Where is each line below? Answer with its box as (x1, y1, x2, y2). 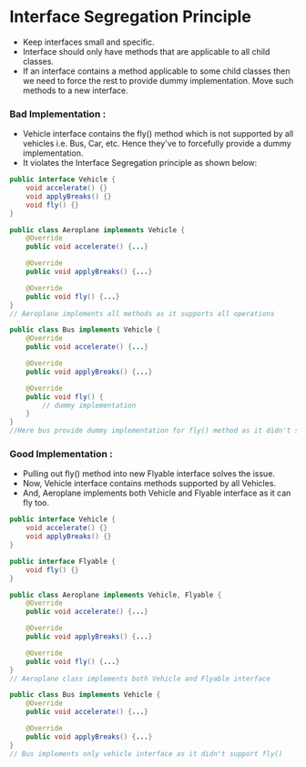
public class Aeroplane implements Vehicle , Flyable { (9, 590, 222, 599)
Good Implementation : (9, 448, 113, 461)
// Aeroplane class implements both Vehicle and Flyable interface (9, 674, 271, 683)
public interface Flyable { (9, 557, 117, 566)
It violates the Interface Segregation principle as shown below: (22, 158, 258, 169)
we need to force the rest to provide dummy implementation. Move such (22, 75, 294, 86)
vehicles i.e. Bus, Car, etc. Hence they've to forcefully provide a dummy (22, 138, 291, 149)
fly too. (22, 497, 50, 508)
